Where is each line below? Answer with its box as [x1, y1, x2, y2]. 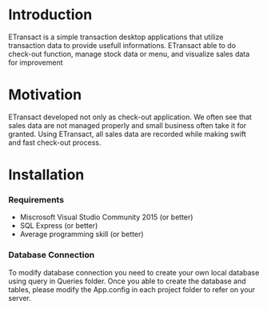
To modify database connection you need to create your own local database [8, 267, 260, 277]
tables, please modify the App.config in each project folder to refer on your [8, 284, 256, 294]
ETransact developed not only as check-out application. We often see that [8, 112, 252, 122]
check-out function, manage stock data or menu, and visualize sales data [8, 49, 250, 58]
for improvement [8, 58, 63, 67]
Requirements [8, 194, 65, 205]
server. [8, 293, 32, 303]
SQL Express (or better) [19, 221, 98, 231]
